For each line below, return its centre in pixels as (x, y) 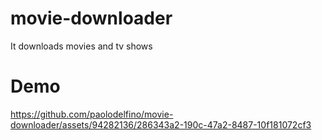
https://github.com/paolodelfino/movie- (92, 114)
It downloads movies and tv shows (81, 46)
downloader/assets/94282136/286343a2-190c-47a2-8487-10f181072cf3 (161, 124)
